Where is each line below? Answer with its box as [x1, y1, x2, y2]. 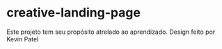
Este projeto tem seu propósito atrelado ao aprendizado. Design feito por [6, 28, 216, 36]
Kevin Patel [6, 35, 39, 43]
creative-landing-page [6, 5, 141, 21]
